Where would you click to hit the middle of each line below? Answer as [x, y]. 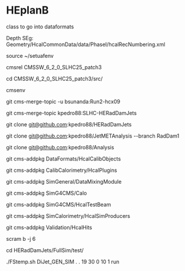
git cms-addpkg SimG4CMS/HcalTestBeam [59, 204]
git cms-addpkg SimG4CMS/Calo [47, 193]
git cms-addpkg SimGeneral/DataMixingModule [64, 181]
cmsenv [16, 90]
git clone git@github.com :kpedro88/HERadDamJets [69, 124]
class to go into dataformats [40, 27]
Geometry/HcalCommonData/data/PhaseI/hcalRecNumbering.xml [86, 44]
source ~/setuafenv [30, 55]
